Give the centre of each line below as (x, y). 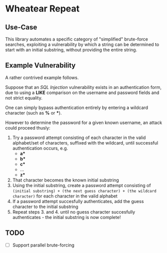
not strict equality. (24, 97)
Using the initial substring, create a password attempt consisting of (82, 185)
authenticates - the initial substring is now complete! (67, 217)
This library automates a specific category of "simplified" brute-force (77, 39)
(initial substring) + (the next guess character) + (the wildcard (84, 191)
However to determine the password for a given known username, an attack (84, 122)
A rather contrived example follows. (42, 77)
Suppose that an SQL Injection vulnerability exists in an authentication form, (83, 87)
